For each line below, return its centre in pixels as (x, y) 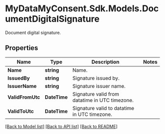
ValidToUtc (21, 111)
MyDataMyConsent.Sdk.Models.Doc (82, 9)
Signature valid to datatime (103, 108)
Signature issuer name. (99, 86)
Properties (22, 48)
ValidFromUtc (24, 97)
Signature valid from (96, 94)
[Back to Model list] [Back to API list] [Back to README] (61, 126)
